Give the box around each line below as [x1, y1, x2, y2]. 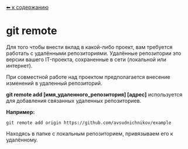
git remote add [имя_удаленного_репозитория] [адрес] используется [6, 91, 183, 98]
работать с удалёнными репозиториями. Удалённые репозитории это [6, 50, 182, 57]
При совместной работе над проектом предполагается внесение [6, 73, 171, 80]
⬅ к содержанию [6, 4, 49, 11]
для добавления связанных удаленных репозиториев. [6, 97, 142, 104]
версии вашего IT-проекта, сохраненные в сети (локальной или [6, 56, 167, 63]
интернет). [6, 62, 33, 69]
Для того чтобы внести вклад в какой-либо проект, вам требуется [6, 43, 173, 50]
